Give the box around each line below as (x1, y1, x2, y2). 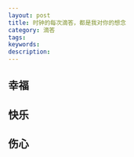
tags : (8, 33, 26, 42)
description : (8, 48, 51, 56)
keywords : (8, 41, 41, 49)
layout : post (8, 11, 51, 20)
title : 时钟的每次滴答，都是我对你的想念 (8, 19, 127, 27)
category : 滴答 (8, 26, 56, 34)
